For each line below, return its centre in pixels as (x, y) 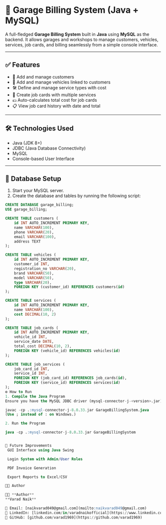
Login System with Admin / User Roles (45, 459)
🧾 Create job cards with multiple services (54, 95)
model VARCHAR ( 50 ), (34, 278)
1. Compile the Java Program (35, 396)
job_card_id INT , (32, 369)
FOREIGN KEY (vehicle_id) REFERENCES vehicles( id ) (67, 351)
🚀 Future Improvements (28, 445)
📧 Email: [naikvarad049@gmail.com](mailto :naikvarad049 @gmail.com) (76, 508)
